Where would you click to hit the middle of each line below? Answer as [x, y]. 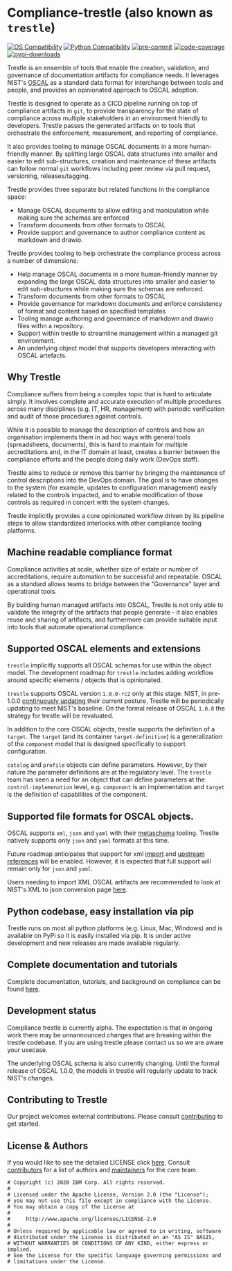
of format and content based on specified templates [91, 311]
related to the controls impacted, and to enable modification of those [105, 494]
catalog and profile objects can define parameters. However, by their [107, 765]
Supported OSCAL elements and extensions [104, 648]
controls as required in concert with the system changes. [88, 502]
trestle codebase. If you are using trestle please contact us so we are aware [115, 1042]
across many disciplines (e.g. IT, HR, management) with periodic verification [116, 409]
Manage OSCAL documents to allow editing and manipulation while [113, 210]
